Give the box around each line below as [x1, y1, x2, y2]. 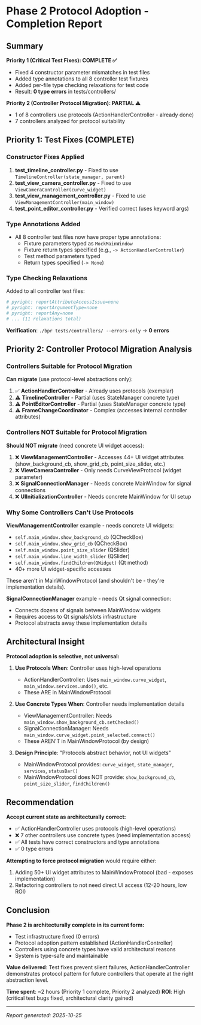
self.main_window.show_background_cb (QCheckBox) [14, 534, 144, 541]
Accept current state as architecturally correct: [6, 813, 127, 820]
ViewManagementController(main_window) [14, 199, 115, 205]
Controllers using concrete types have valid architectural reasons [14, 945, 176, 952]
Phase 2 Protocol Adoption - [6, 4, 150, 18]
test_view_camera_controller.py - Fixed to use [14, 179, 132, 187]
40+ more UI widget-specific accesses [14, 565, 112, 573]
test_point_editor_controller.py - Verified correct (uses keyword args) [14, 205, 190, 212]
